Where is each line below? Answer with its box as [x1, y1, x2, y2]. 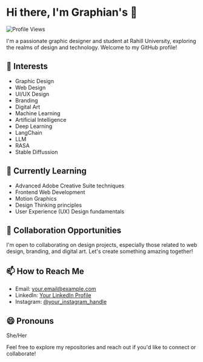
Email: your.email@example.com [15, 285, 96, 293]
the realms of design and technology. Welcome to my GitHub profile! [6, 44, 178, 51]
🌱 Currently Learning [6, 166, 87, 176]
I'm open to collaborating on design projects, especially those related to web [6, 241, 198, 249]
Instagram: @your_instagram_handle [15, 298, 107, 306]
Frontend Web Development [15, 188, 85, 196]
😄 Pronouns [6, 315, 55, 326]
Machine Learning [15, 109, 61, 117]
